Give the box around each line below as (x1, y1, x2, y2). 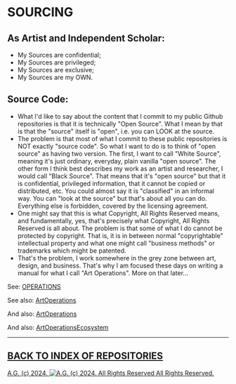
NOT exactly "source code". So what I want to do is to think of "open (17, 142, 216, 150)
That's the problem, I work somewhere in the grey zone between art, (17, 253, 216, 262)
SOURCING (7, 4, 74, 20)
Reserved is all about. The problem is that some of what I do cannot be (17, 224, 223, 232)
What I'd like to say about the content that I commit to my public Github (17, 112, 223, 120)
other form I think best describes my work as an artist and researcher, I (17, 164, 223, 173)
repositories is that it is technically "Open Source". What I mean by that (17, 119, 223, 128)
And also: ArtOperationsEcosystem (7, 323, 109, 331)
